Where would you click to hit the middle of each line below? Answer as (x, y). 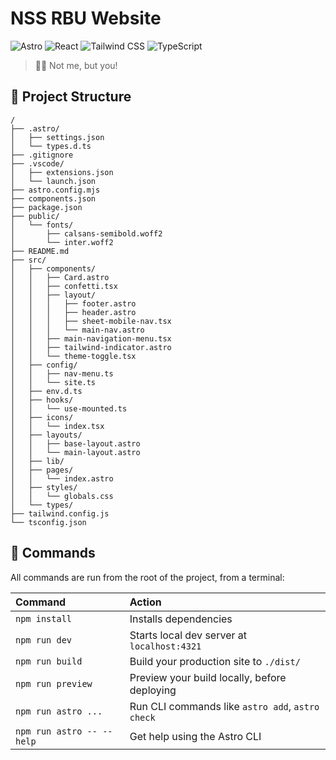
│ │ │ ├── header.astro (73, 312)
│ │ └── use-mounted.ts (69, 408)
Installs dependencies (181, 619)
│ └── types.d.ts (51, 146)
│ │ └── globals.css (62, 496)
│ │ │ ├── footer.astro (73, 303)
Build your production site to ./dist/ (215, 661)
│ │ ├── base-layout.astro (75, 443)
